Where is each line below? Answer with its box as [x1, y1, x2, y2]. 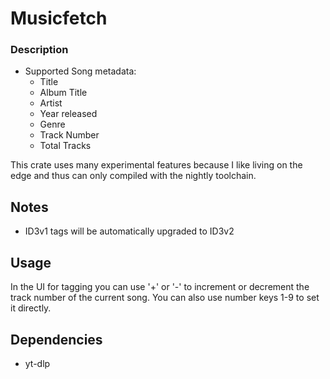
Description [10, 43, 69, 57]
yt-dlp [24, 357, 51, 369]
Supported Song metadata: [24, 65, 137, 77]
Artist [39, 97, 63, 109]
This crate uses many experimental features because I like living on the [10, 159, 303, 171]
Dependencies [10, 331, 103, 348]
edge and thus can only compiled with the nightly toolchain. [10, 170, 257, 182]
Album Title [39, 87, 88, 99]
